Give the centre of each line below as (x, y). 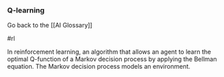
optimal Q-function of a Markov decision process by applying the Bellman (112, 59)
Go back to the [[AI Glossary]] (50, 25)
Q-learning (26, 10)
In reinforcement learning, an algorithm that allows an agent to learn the (109, 52)
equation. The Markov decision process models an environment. (99, 67)
